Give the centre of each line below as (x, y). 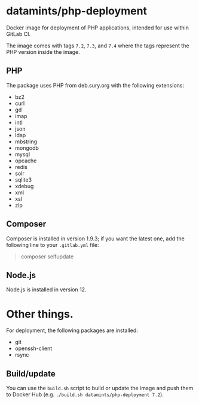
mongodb (27, 147)
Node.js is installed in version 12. (46, 290)
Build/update (31, 374)
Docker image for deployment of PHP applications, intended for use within (98, 28)
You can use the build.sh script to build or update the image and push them (100, 388)
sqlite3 (23, 180)
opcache (26, 161)
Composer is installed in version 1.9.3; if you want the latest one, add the (96, 239)
